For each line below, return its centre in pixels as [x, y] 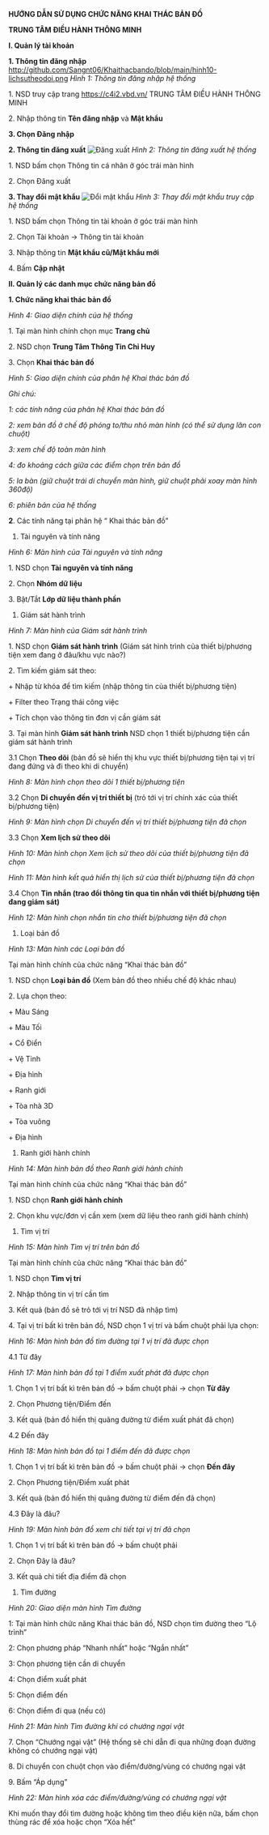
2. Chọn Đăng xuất [40, 181]
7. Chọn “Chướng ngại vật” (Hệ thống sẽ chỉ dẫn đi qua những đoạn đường [132, 1742]
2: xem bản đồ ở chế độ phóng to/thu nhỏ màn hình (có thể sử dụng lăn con [134, 425]
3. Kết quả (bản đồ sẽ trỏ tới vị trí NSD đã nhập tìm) [93, 1310]
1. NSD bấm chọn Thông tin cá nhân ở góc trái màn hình [101, 165]
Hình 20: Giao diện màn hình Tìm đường [75, 1608]
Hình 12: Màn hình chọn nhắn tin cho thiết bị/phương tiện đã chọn [118, 917]
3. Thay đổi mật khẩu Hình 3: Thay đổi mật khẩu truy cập [131, 197]
